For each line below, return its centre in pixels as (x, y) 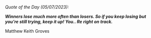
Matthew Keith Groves (27, 31)
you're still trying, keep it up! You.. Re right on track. (59, 22)
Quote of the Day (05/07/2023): (37, 7)
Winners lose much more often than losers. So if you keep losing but (75, 16)
